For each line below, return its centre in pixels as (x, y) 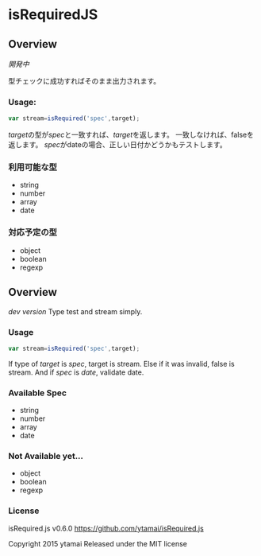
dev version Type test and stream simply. (75, 311)
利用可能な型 (33, 167)
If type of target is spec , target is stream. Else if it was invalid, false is (122, 364)
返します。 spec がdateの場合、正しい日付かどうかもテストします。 (118, 145)
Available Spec (38, 393)
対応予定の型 (33, 232)
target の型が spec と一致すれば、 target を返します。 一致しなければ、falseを (131, 135)
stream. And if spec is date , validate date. (76, 372)
